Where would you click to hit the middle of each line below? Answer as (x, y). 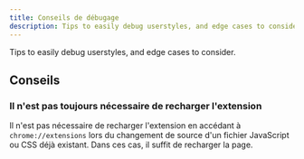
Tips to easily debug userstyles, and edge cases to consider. (123, 51)
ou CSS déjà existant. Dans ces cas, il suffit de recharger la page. (131, 145)
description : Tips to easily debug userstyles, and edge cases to (137, 26)
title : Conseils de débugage (64, 18)
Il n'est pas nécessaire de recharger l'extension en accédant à (125, 126)
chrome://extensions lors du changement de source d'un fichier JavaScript (149, 136)
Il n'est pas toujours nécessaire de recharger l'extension (136, 106)
